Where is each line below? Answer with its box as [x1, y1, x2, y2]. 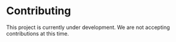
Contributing [6, 4, 71, 18]
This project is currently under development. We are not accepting [6, 24, 171, 31]
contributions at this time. [6, 30, 69, 37]
